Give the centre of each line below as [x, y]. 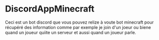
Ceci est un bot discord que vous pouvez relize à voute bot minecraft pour [79, 22]
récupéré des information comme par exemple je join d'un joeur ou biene [78, 27]
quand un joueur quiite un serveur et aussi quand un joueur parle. [71, 32]
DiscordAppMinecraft [50, 9]
